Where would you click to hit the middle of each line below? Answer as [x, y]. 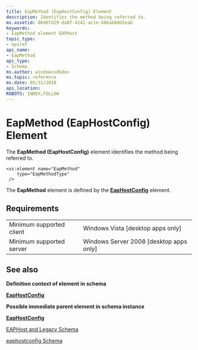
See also [22, 270]
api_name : [18, 50]
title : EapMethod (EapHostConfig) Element [59, 11]
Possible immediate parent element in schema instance [75, 306]
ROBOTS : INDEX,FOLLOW [33, 94]
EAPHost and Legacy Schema [42, 329]
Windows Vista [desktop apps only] [132, 228]
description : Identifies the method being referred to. [76, 17]
